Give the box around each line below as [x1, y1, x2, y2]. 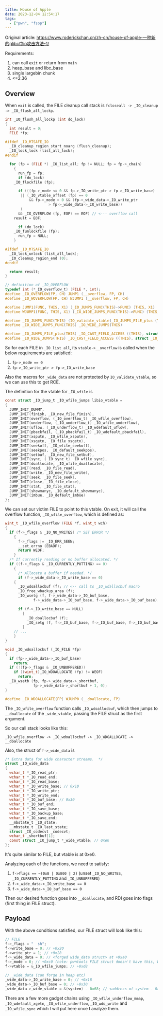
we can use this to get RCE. [5, 379, 60, 385]
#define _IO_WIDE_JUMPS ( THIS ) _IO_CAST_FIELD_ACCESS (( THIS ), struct [5, 336, 149, 341]
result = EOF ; [14, 216, 42, 220]
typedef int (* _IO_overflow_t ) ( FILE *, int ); [5, 287, 101, 292]
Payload [5, 914, 31, 923]
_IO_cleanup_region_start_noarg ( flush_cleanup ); [9, 144, 112, 149]
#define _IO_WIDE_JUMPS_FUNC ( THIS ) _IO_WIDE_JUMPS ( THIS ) [5, 323, 123, 327]
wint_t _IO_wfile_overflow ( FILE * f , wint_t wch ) [5, 521, 108, 526]
